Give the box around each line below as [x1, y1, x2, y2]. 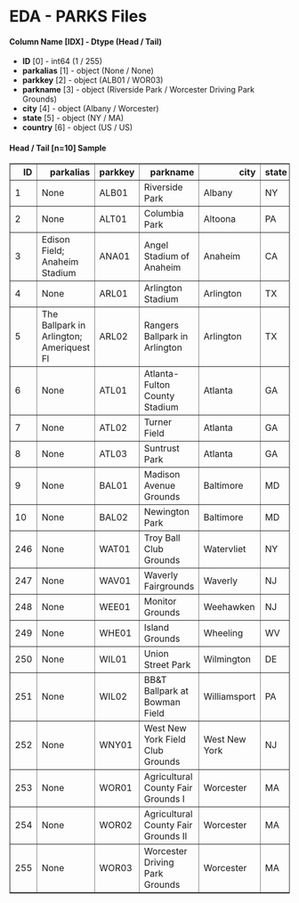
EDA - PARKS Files [9, 6, 148, 27]
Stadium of [143, 249, 190, 262]
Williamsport [203, 690, 256, 703]
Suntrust [143, 442, 180, 454]
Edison [41, 233, 70, 246]
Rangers [143, 319, 180, 331]
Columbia [143, 207, 184, 219]
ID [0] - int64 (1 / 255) [21, 56, 103, 67]
